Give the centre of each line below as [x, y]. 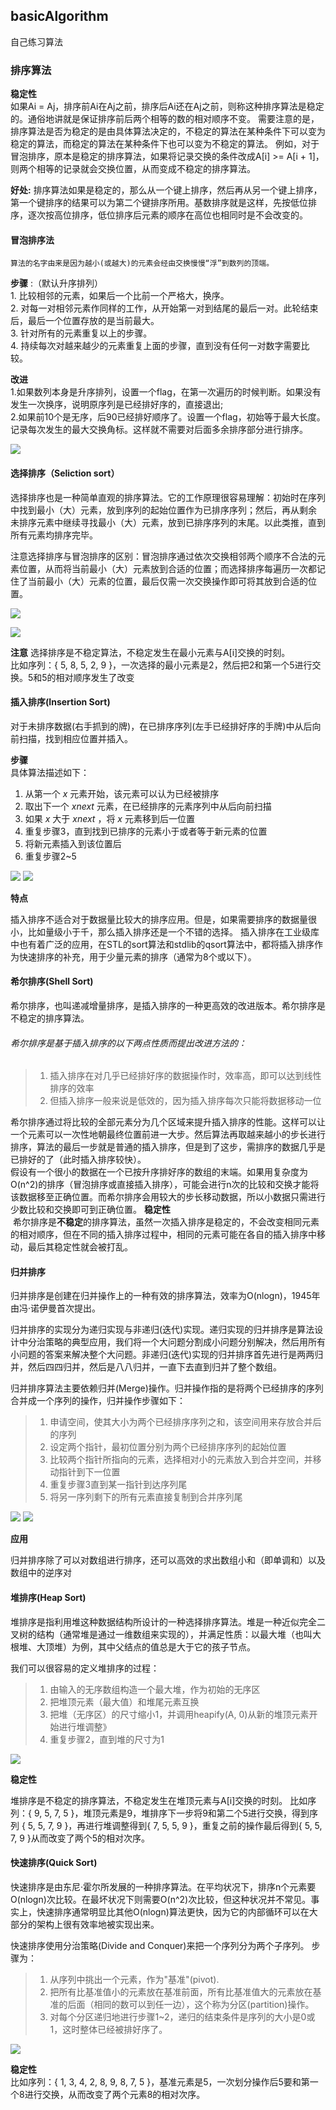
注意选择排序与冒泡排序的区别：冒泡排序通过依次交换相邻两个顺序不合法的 [163, 556]
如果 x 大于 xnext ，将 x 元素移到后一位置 [109, 818]
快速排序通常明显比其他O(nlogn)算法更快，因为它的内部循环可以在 [173, 1911]
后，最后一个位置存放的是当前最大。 [85, 321]
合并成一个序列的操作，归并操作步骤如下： [98, 1401]
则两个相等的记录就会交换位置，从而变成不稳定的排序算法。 [133, 169]
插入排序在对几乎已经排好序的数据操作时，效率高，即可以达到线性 [185, 1076]
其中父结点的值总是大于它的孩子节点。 [176, 1646]
